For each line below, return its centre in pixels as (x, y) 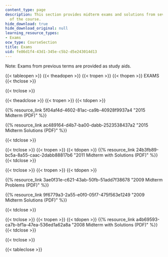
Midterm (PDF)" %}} (26, 115)
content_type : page (25, 10)
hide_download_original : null (37, 28)
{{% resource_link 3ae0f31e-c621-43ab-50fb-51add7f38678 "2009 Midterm (84, 179)
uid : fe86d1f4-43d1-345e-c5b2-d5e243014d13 (51, 51)
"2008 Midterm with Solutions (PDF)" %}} (115, 224)
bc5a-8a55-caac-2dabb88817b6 (39, 155)
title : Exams (19, 47)
